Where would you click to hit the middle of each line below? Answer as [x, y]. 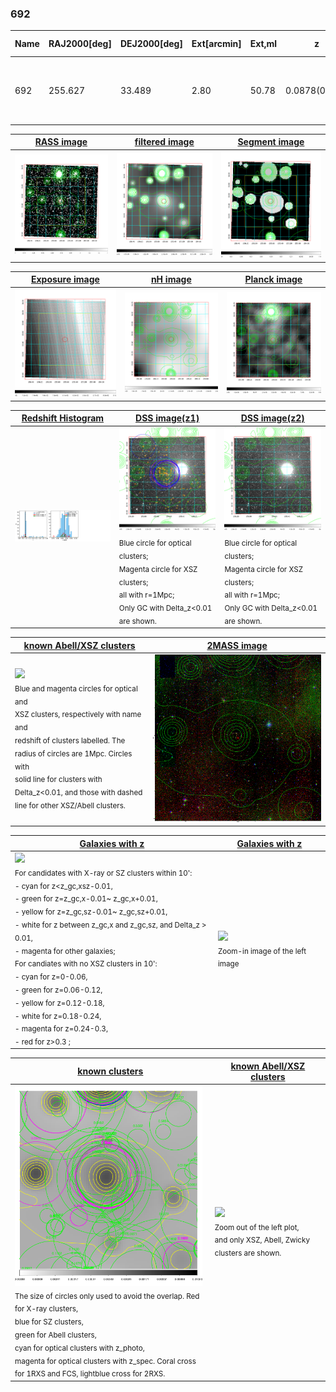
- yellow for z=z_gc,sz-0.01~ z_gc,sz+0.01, [91, 912]
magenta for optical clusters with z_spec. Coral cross [105, 1361]
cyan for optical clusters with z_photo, [79, 1348]
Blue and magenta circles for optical [76, 688]
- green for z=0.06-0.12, [58, 990]
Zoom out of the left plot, [257, 1227]
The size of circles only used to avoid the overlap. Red [107, 1296]
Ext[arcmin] [216, 44]
